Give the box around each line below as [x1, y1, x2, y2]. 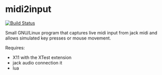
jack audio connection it [12, 59, 62, 65]
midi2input [5, 3, 52, 15]
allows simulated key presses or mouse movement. [5, 35, 111, 41]
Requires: [5, 44, 25, 50]
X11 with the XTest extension [12, 54, 72, 60]
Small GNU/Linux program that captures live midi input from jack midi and [5, 29, 157, 35]
